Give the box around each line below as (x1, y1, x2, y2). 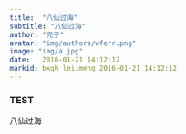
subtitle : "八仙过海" (9, 22, 87, 31)
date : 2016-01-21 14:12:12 (9, 55, 120, 64)
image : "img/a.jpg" (9, 47, 84, 56)
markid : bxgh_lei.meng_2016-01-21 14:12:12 (9, 64, 178, 73)
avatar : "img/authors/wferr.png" (9, 38, 137, 48)
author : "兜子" (9, 30, 65, 39)
